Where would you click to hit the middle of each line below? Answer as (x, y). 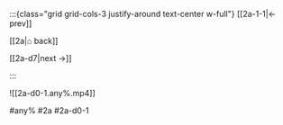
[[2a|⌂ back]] (34, 41)
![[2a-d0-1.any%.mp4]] (53, 93)
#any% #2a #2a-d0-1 (49, 111)
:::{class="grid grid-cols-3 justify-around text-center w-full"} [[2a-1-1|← (143, 14)
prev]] (21, 23)
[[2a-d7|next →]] (41, 58)
